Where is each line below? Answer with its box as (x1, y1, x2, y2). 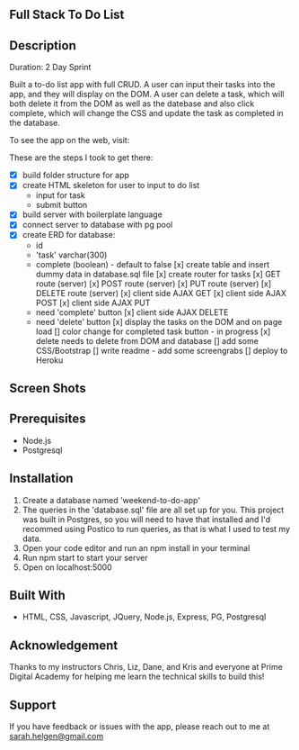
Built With (9, 587, 66, 602)
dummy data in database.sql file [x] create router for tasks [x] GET (35, 268, 281, 279)
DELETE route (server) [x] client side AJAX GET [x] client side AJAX (35, 287, 287, 298)
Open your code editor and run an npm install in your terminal (22, 542, 251, 553)
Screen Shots (9, 380, 87, 395)
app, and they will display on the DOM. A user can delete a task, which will (9, 89, 285, 100)
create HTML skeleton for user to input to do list (22, 180, 200, 191)
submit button (35, 200, 88, 211)
